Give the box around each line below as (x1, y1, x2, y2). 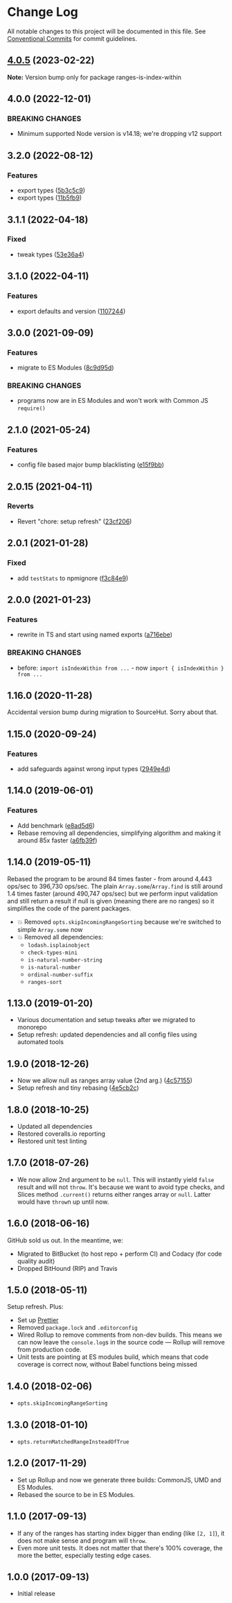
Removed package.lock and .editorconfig (17, 1324, 138, 1332)
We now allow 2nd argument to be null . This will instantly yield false (17, 1175, 215, 1184)
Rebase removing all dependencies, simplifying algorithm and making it (17, 829, 222, 837)
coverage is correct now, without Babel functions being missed (17, 1360, 197, 1369)
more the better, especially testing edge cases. (17, 1551, 152, 1559)
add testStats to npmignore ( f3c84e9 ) (17, 573, 129, 582)
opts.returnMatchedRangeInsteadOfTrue (17, 1439, 130, 1446)
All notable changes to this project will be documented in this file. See (7, 27, 206, 35)
